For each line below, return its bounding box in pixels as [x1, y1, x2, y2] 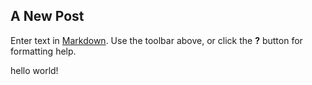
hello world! [10, 64, 59, 76]
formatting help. [10, 45, 77, 57]
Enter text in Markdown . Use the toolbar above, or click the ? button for [10, 34, 303, 46]
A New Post [10, 8, 85, 25]
